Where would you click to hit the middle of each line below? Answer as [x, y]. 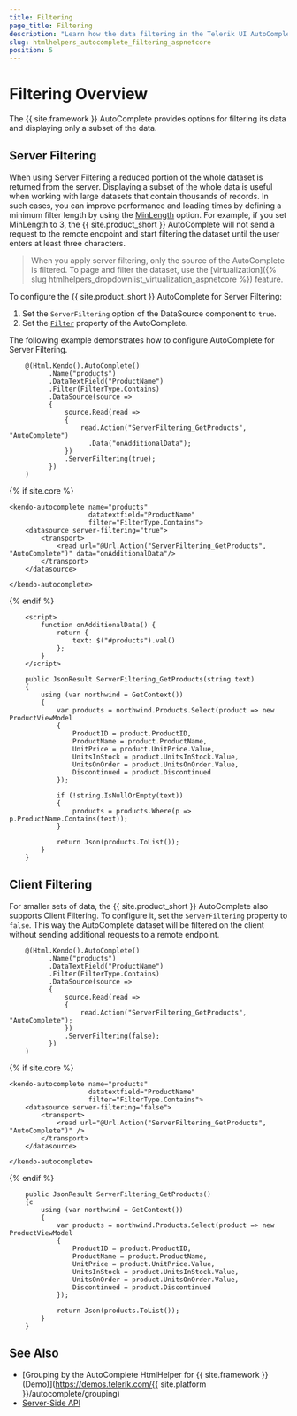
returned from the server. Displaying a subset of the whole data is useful [141, 186]
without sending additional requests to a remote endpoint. [114, 934]
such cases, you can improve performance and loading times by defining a [145, 206]
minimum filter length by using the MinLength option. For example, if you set [148, 214]
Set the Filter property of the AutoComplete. [105, 323]
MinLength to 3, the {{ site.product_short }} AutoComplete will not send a [142, 224]
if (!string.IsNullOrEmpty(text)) [120, 795]
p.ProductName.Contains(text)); [69, 819]
